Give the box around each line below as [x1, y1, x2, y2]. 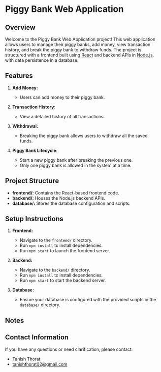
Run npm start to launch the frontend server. [19, 248, 110, 254]
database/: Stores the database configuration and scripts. [12, 200, 130, 206]
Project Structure [5, 177, 59, 185]
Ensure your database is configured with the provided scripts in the [19, 297, 157, 303]
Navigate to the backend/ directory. [19, 267, 90, 273]
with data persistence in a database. [5, 57, 79, 63]
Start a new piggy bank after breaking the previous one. [19, 157, 133, 163]
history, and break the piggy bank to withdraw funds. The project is [5, 47, 142, 52]
